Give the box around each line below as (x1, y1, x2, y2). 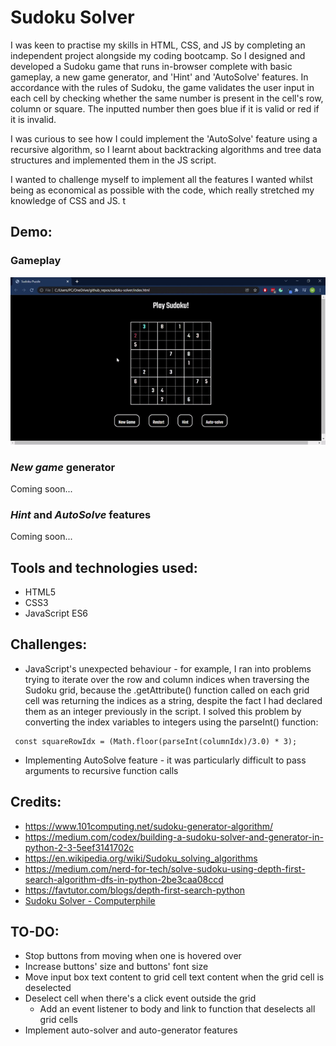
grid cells (39, 1014, 78, 1026)
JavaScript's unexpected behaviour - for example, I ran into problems (24, 662, 312, 675)
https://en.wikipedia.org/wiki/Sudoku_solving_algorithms (24, 852, 258, 864)
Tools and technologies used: (10, 559, 198, 576)
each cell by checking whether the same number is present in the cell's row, (10, 92, 324, 104)
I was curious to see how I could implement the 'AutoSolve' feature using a (10, 132, 318, 145)
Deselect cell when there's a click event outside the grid (24, 992, 257, 1005)
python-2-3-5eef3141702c (24, 841, 135, 853)
